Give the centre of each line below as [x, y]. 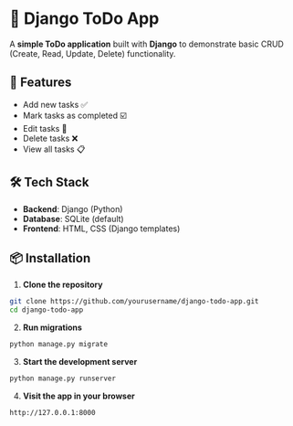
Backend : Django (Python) [73, 208]
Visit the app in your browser [78, 396]
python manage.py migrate [58, 345]
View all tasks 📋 [54, 149]
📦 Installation [50, 258]
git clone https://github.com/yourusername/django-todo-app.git [134, 302]
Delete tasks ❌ [50, 138]
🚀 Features [41, 83]
